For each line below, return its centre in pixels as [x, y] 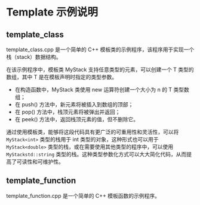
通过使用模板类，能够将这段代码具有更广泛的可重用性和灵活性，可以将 [93, 132]
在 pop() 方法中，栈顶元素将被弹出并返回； [67, 112]
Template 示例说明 [52, 12]
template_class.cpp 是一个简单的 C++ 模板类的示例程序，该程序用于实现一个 [100, 49]
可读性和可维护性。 [40, 162]
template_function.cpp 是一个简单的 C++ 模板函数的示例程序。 [83, 195]
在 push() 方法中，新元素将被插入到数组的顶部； [74, 104]
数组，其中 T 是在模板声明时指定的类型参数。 [62, 77]
